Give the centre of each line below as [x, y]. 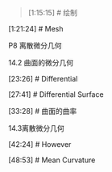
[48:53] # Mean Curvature [52, 160]
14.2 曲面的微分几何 [41, 63]
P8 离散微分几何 [35, 45]
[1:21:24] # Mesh [36, 29]
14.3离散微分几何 [36, 128]
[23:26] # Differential [43, 79]
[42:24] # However [40, 144]
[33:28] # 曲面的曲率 [43, 111]
